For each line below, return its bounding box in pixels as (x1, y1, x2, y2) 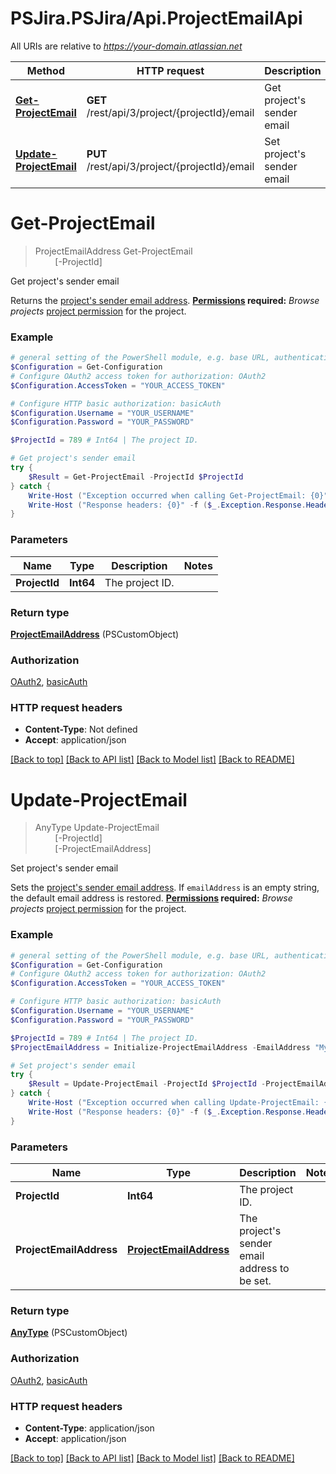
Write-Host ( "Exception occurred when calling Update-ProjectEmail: (28, 1098, 320, 1108)
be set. (239, 1274, 272, 1288)
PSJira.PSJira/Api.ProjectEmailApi (10, 7, 303, 30)
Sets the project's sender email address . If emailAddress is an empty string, (10, 882, 320, 894)
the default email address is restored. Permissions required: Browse (10, 892, 293, 904)
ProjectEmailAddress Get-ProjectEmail (34, 245, 193, 257)
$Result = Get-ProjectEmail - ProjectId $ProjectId (28, 472, 244, 482)
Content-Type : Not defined (24, 723, 138, 736)
